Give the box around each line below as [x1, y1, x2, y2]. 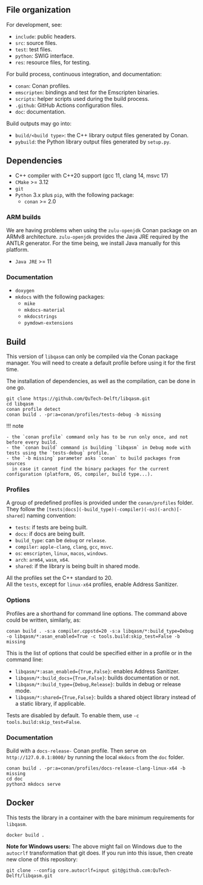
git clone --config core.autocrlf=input [6, 867, 110, 873]
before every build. [6, 439, 59, 446]
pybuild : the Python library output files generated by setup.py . [15, 138, 171, 145]
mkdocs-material [24, 307, 65, 314]
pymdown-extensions [24, 320, 74, 326]
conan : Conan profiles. [15, 82, 71, 89]
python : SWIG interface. [15, 52, 75, 60]
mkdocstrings [24, 314, 58, 320]
